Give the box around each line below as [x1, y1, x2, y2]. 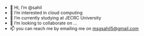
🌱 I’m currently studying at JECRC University [9, 15, 102, 20]
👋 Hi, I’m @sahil [9, 5, 42, 10]
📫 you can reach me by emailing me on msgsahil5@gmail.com [9, 26, 139, 31]
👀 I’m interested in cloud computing [9, 10, 83, 16]
